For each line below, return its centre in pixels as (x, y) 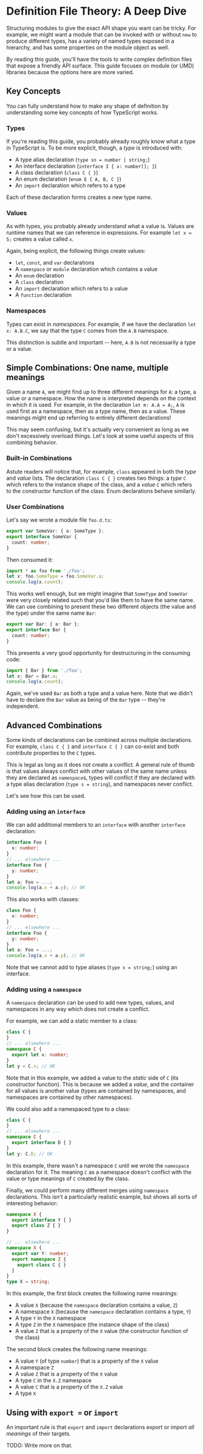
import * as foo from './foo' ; (46, 571)
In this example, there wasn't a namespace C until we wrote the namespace (98, 1165)
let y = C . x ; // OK (31, 1066)
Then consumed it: (30, 559)
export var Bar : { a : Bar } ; (43, 625)
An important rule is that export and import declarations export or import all (100, 1427)
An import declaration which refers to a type (70, 185)
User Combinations (35, 507)
